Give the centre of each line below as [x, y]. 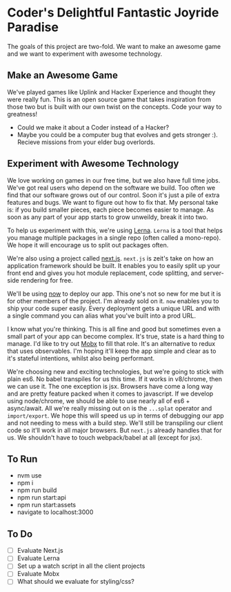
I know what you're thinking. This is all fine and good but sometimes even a [114, 329]
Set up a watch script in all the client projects [81, 566]
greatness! [22, 114]
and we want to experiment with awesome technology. [85, 54]
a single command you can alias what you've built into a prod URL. [102, 316]
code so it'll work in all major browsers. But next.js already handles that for [114, 430]
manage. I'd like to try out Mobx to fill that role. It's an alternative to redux [111, 343]
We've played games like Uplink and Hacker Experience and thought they [111, 92]
